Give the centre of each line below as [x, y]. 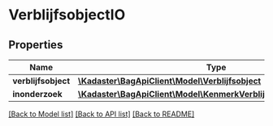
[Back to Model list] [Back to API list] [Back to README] [102, 114]
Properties [36, 45]
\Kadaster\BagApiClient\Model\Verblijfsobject [169, 81]
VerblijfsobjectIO [67, 15]
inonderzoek [37, 94]
